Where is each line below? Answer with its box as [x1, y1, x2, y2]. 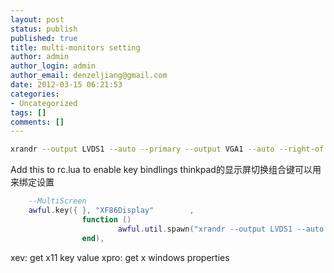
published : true [10, 33, 78, 43]
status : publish [10, 24, 78, 34]
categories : [10, 89, 60, 99]
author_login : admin [10, 61, 97, 71]
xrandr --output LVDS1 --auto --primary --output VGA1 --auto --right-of [10, 144, 325, 155]
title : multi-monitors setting [10, 42, 141, 53]
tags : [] [10, 107, 47, 118]
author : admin [10, 52, 70, 62]
